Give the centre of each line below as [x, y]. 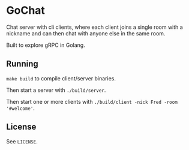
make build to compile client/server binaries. [61, 78]
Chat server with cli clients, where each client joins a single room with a [94, 27]
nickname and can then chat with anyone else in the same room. [86, 33]
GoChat [25, 10]
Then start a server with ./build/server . [56, 90]
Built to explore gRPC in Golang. [46, 45]
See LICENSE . [22, 141]
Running [22, 64]
